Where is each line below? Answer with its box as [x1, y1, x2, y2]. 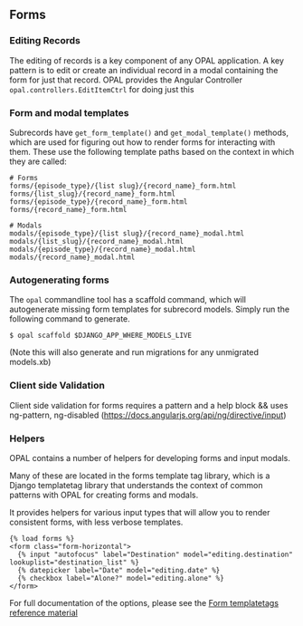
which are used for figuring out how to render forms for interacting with [9, 136, 276, 148]
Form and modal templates [9, 106, 129, 119]
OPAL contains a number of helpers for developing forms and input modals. [9, 452, 291, 463]
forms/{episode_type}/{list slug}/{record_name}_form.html [9, 181, 237, 190]
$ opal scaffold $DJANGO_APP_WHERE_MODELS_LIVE [9, 331, 193, 341]
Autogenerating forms [9, 274, 110, 286]
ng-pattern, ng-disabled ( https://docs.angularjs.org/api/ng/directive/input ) [9, 409, 287, 420]
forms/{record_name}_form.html [9, 205, 128, 214]
